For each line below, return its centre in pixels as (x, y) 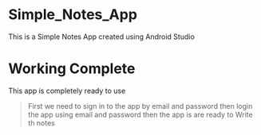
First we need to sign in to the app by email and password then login (140, 106)
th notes (42, 123)
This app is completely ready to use (67, 91)
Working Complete (72, 69)
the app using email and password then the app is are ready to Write (140, 114)
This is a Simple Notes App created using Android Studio (102, 37)
